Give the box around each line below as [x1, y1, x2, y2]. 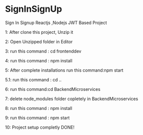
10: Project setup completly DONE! [5, 124, 75, 130]
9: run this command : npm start [5, 114, 70, 121]
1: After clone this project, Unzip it [5, 29, 73, 35]
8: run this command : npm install [5, 105, 72, 111]
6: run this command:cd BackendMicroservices [5, 86, 100, 92]
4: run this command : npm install [5, 57, 72, 63]
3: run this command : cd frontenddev [5, 48, 82, 54]
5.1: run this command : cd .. [5, 77, 62, 82]
